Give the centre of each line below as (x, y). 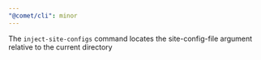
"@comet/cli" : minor (43, 16)
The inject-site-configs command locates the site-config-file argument (130, 38)
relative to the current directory (60, 47)
